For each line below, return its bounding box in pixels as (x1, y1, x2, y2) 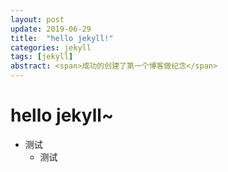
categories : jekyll (10, 42, 92, 53)
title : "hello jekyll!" (10, 33, 114, 43)
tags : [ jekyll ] (10, 52, 74, 62)
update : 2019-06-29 (10, 24, 92, 34)
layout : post (10, 14, 65, 25)
